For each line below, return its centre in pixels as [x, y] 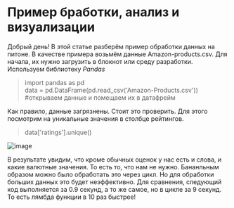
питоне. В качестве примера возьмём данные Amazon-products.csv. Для [117, 54]
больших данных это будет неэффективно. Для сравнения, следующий [115, 182]
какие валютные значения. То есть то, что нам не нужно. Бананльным [113, 167]
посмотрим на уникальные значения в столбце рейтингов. [96, 118]
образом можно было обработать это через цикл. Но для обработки [111, 174]
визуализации [51, 27]
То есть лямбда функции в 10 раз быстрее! [72, 197]
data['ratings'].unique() [58, 132]
